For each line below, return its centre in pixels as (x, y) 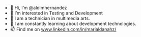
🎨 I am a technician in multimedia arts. (50, 18)
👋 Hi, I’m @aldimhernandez (38, 8)
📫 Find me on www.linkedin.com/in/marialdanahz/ (63, 29)
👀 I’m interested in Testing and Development (57, 13)
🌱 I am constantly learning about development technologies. (73, 23)
